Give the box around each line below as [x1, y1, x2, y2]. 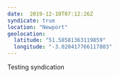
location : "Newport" [7, 23, 69, 30]
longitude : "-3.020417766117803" [13, 43, 113, 50]
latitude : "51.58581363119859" [13, 37, 106, 44]
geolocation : [7, 30, 46, 38]
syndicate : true [7, 17, 55, 24]
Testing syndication [7, 63, 65, 71]
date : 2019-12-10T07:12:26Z [7, 10, 93, 18]
